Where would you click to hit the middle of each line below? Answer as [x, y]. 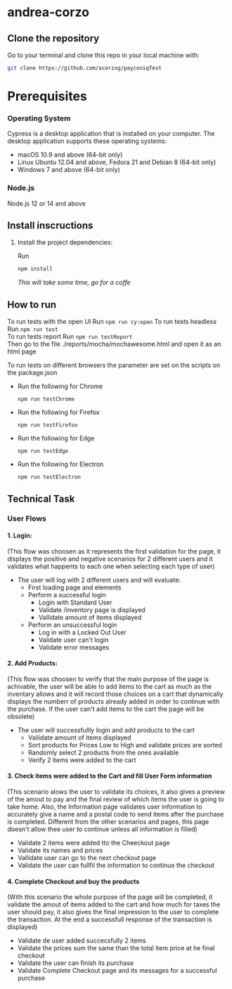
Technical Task [41, 498]
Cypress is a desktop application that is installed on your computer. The [111, 134]
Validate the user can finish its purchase [76, 963]
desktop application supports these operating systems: [87, 141]
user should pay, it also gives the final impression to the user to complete [113, 912]
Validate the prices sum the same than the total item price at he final [116, 948]
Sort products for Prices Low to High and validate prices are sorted [125, 745]
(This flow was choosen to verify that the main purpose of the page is [108, 679]
